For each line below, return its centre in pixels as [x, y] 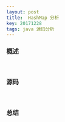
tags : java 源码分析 [30, 29]
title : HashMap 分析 [33, 18]
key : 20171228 [24, 23]
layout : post [23, 12]
